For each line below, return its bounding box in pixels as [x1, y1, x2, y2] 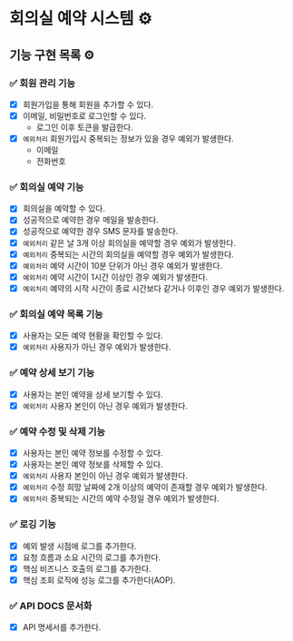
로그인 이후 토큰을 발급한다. [35, 122, 133, 133]
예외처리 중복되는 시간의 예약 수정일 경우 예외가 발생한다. [22, 493, 220, 504]
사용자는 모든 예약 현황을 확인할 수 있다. [22, 330, 163, 341]
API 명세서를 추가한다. [22, 622, 102, 633]
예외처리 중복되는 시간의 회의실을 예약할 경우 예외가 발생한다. [22, 249, 234, 260]
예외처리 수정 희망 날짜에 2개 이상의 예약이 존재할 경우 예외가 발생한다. [22, 482, 268, 493]
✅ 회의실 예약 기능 [9, 181, 84, 193]
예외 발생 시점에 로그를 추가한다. [22, 540, 137, 551]
